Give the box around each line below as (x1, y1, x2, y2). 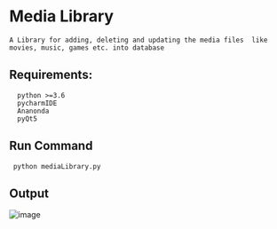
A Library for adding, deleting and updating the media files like (9, 36, 268, 44)
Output (9, 186, 49, 201)
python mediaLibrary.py (12, 162, 101, 170)
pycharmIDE (17, 99, 58, 107)
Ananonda (17, 107, 50, 115)
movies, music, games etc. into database (9, 43, 165, 52)
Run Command (9, 138, 93, 154)
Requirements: (9, 67, 93, 83)
